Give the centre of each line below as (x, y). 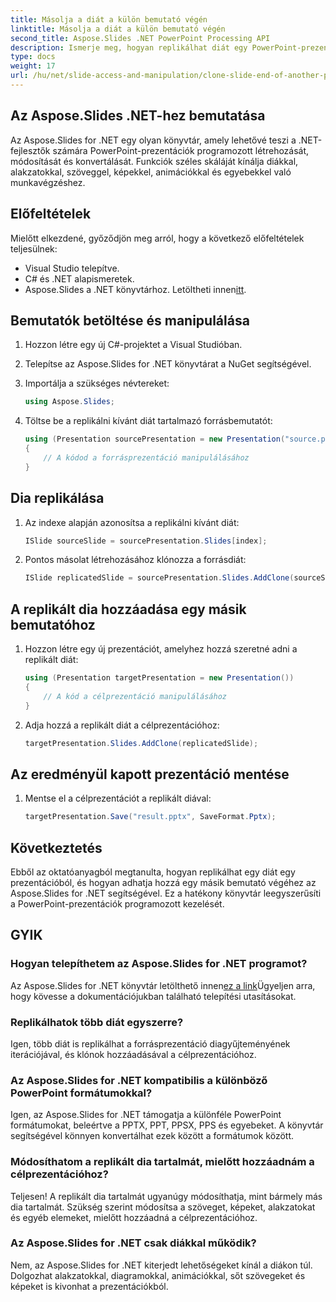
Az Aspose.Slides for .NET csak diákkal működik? (133, 1243)
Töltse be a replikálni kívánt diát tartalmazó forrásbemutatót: (148, 421)
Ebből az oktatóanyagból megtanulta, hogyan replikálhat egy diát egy (153, 872)
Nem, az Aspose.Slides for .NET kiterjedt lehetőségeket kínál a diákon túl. (161, 1265)
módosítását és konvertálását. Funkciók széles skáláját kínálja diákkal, (154, 161)
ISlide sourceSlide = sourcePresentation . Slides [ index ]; (146, 541)
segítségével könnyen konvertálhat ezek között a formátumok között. (152, 1136)
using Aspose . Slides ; (70, 402)
